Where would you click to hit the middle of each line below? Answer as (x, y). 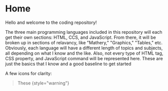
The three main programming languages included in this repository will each (84, 32)
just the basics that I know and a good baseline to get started (68, 64)
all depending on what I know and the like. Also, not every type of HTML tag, (84, 53)
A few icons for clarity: (29, 73)
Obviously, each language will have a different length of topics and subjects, (84, 48)
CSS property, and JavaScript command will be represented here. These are (84, 58)
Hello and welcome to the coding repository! (51, 22)
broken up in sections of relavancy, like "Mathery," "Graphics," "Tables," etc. (84, 42)
